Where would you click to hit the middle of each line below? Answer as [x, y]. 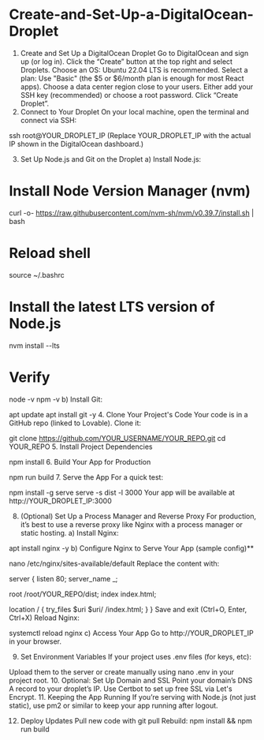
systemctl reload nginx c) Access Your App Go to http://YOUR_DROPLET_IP [132, 633]
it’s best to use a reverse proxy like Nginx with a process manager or [132, 524]
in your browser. [35, 641]
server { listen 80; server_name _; [63, 578]
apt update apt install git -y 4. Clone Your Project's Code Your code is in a [128, 414]
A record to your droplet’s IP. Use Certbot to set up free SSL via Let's [121, 689]
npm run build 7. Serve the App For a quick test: [86, 477]
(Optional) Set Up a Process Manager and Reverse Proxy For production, [138, 516]
